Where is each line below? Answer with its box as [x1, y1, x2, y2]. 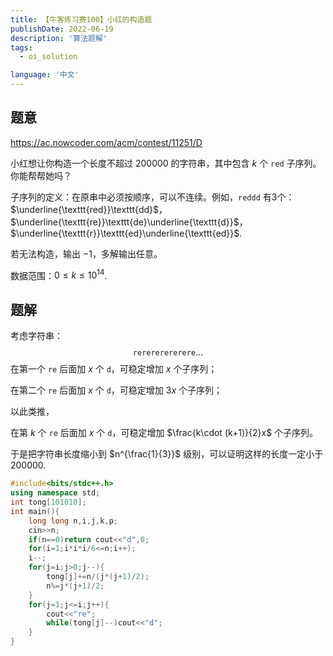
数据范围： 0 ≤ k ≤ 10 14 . [10, 267, 108, 281]
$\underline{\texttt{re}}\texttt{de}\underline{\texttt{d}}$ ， [10, 216, 248, 228]
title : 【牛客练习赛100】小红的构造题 [10, 14, 153, 25]
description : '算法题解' [10, 33, 108, 43]
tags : [10, 42, 33, 53]
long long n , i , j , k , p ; [28, 516, 118, 526]
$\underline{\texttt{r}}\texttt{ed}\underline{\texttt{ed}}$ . [10, 227, 243, 239]
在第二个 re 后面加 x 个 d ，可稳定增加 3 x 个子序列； [10, 384, 223, 396]
